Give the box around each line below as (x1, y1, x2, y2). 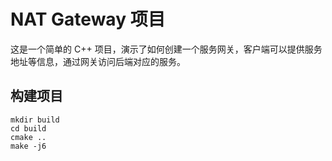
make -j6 (10, 141, 47, 151)
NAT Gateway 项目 (10, 8, 166, 31)
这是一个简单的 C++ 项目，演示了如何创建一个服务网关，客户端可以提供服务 (10, 43, 323, 55)
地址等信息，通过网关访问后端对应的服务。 (10, 55, 186, 67)
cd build (10, 123, 47, 134)
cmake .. (10, 132, 47, 142)
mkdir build (10, 115, 60, 125)
